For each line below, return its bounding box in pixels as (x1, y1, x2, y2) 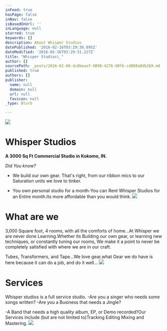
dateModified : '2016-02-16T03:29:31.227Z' (5, 49, 95, 54)
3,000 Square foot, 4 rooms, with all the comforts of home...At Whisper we (5, 228, 159, 234)
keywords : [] (5, 36, 33, 41)
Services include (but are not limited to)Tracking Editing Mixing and (5, 314, 144, 320)
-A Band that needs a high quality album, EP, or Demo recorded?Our (5, 309, 146, 315)
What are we (5, 211, 59, 223)
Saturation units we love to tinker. (12, 178, 82, 184)
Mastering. (5, 320, 28, 326)
